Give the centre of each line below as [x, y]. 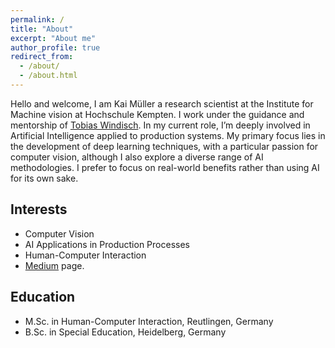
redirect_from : [42, 57]
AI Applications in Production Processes [107, 244]
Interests [39, 209]
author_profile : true [55, 47]
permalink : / [37, 19]
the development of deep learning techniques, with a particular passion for [164, 146]
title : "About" [42, 29]
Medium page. [54, 265]
